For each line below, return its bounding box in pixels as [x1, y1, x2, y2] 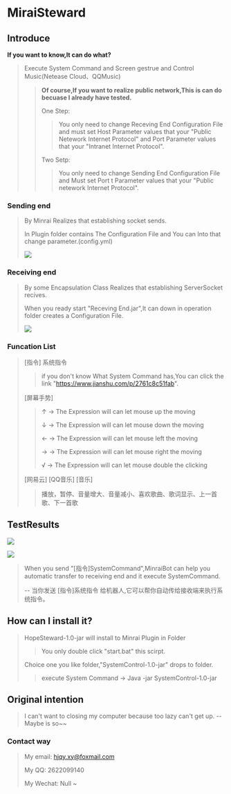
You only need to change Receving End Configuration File [58, 120, 223, 129]
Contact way [7, 737, 51, 746]
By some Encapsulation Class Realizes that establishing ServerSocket [24, 283, 223, 292]
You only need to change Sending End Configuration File [58, 169, 220, 177]
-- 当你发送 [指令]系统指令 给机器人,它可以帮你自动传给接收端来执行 [24, 586, 217, 594]
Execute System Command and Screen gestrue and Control [24, 64, 194, 72]
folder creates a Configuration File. [24, 311, 124, 319]
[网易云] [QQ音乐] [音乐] [24, 475, 93, 483]
